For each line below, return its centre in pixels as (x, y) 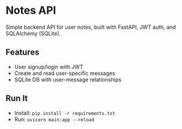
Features (22, 52)
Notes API (31, 10)
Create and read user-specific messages (65, 73)
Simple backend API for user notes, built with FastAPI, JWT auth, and (91, 27)
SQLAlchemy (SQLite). (33, 33)
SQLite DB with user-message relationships (68, 79)
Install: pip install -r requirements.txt (65, 113)
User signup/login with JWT (48, 67)
